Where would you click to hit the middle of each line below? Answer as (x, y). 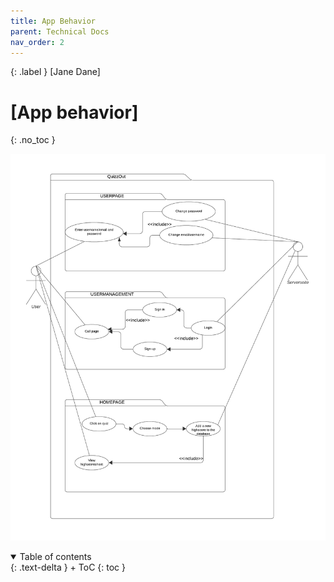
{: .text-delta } (39, 567)
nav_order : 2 (37, 42)
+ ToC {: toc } (97, 567)
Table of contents (55, 556)
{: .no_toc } (33, 140)
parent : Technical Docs (60, 31)
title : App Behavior (53, 21)
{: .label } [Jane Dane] (55, 72)
